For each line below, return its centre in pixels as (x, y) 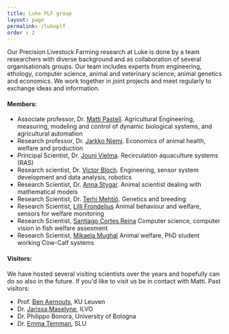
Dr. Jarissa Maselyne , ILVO (55, 309)
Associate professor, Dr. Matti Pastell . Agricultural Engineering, (106, 119)
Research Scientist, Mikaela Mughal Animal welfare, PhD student (108, 235)
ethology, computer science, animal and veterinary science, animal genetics (114, 74)
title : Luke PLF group (39, 13)
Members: (22, 104)
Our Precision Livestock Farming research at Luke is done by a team (104, 52)
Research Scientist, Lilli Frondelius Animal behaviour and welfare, (109, 207)
